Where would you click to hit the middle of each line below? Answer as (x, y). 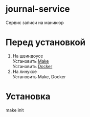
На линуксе (25, 71)
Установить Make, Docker (39, 76)
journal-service (38, 9)
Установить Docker (33, 66)
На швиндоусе (28, 56)
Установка (28, 97)
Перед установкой (46, 42)
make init (15, 110)
